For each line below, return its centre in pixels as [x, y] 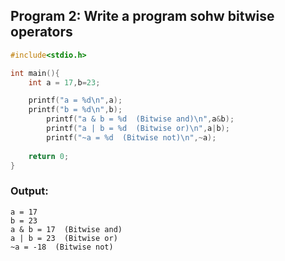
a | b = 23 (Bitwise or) [64, 238]
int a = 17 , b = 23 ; [64, 82]
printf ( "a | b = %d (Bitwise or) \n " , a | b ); [138, 129]
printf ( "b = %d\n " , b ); [75, 110]
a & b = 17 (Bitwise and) [66, 229]
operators [41, 32]
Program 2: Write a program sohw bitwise [142, 16]
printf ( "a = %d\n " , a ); [75, 100]
